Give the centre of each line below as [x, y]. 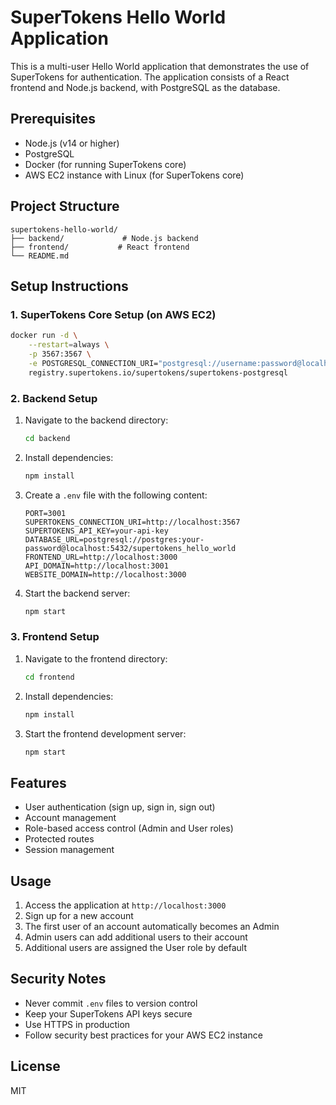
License [35, 1066]
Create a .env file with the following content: [116, 495]
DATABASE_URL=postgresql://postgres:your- [114, 539]
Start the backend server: [77, 593]
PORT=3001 [45, 513]
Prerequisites [53, 119]
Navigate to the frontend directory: [96, 658]
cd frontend [49, 677]
